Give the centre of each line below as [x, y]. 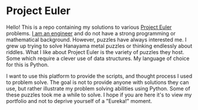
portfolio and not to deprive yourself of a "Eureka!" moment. [79, 101]
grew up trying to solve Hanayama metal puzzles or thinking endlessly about [99, 46]
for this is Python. [27, 64]
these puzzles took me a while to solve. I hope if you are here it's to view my [99, 95]
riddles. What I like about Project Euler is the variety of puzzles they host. [95, 52]
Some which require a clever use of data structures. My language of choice [98, 58]
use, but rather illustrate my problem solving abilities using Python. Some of [98, 88]
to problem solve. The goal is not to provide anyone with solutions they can [98, 82]
